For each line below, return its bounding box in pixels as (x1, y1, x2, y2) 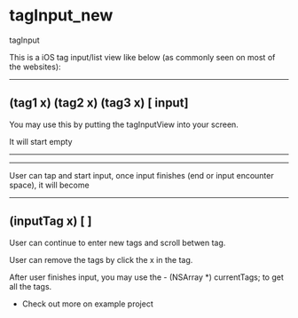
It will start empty (9, 136, 73, 147)
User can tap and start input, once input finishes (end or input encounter (9, 170, 274, 180)
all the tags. (9, 281, 52, 291)
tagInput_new (9, 5, 114, 26)
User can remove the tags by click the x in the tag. (9, 254, 193, 265)
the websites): (9, 61, 61, 72)
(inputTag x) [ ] (9, 214, 92, 229)
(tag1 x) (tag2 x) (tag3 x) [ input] (9, 95, 189, 111)
